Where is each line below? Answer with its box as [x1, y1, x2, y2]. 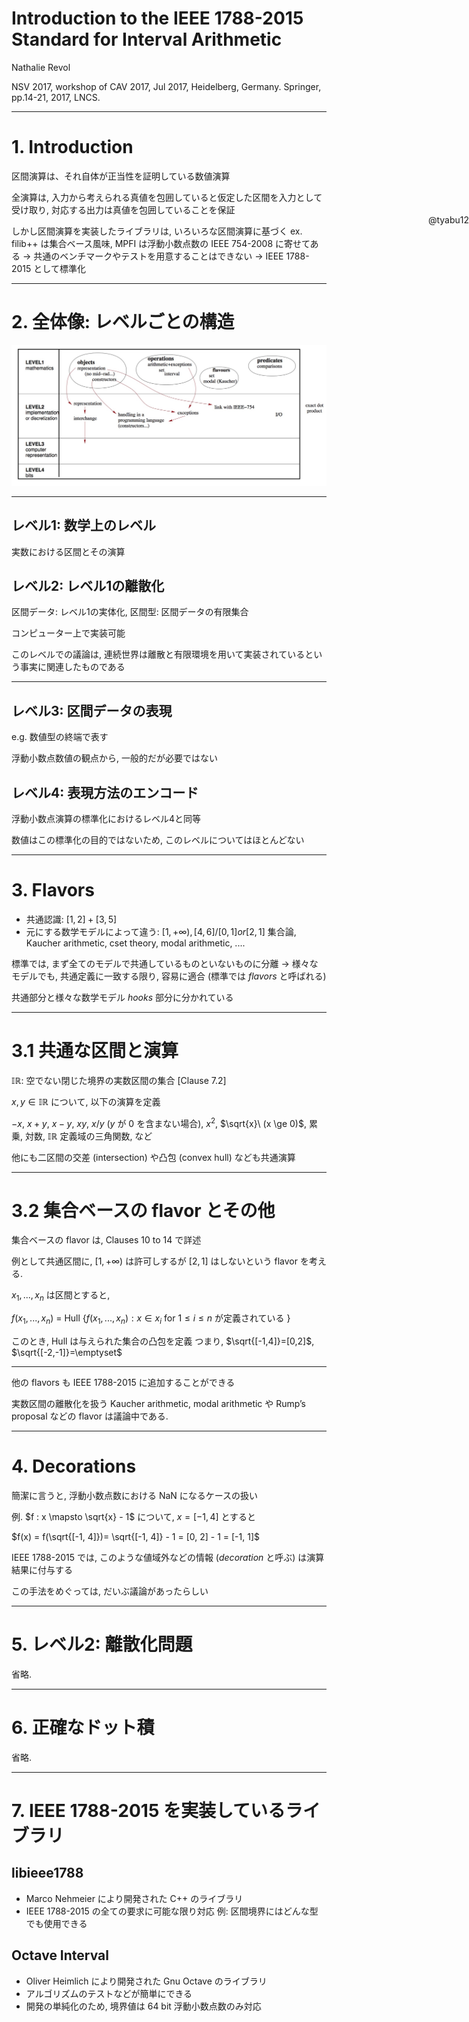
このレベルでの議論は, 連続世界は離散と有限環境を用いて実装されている [11, 648, 306, 661]
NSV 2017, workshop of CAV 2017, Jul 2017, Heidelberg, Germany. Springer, [11, 80, 322, 92]
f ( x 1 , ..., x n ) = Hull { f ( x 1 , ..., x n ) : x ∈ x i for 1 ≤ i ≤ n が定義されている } [11, 1312, 291, 1327]
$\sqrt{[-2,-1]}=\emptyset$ [11, 1347, 123, 1359]
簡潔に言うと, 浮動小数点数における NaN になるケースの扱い [11, 1489, 259, 1501]
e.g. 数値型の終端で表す [11, 731, 109, 743]
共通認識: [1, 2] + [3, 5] [25, 913, 118, 925]
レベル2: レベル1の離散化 [11, 577, 165, 594]
